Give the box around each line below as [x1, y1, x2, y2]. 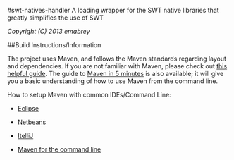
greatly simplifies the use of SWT [7, 13, 104, 22]
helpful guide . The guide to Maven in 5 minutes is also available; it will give [7, 70, 224, 78]
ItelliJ [17, 132, 34, 140]
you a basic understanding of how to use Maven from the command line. [7, 77, 218, 85]
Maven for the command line [17, 145, 101, 154]
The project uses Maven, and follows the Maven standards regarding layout [7, 54, 227, 63]
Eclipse [17, 104, 39, 112]
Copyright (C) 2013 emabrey [7, 27, 90, 35]
